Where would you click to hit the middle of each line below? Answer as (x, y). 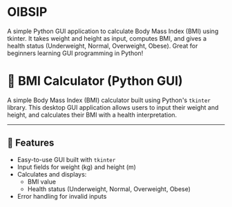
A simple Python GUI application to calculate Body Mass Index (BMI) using (113, 31)
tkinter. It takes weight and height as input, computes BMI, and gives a (107, 38)
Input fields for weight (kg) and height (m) (77, 167)
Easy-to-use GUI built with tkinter (66, 159)
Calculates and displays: (52, 174)
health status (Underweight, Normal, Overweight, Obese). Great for (103, 46)
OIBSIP (27, 12)
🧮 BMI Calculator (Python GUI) (95, 81)
